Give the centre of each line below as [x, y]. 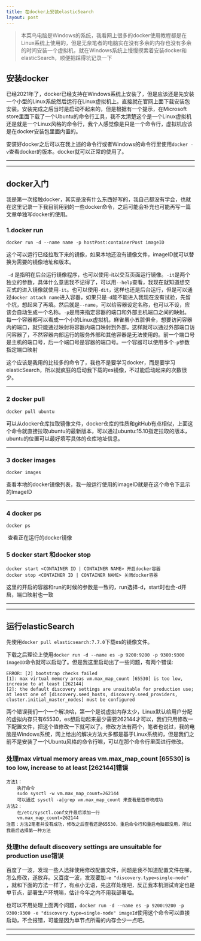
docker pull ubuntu [31, 412]
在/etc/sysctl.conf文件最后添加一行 [59, 813]
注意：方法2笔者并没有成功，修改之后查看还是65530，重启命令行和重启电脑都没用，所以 [99, 824]
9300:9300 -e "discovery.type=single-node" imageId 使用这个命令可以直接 [98, 913]
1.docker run [25, 230]
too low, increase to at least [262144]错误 [67, 768]
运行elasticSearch [40, 627]
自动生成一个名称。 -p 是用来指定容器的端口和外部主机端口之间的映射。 [103, 312]
